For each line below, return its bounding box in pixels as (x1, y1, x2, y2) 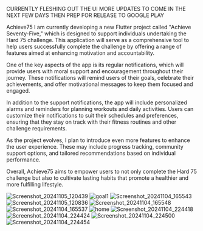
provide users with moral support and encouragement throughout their (6, 68, 184, 75)
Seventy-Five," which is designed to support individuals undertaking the (6, 30, 187, 37)
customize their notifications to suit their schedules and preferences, (6, 112, 179, 119)
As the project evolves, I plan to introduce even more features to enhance (6, 137, 190, 144)
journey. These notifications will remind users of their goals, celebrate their (6, 74, 194, 81)
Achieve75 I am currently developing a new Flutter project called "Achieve (6, 24, 191, 30)
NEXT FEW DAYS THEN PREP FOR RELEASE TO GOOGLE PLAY (6, 12, 165, 19)
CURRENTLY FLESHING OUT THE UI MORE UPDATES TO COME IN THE (6, 5, 187, 12)
